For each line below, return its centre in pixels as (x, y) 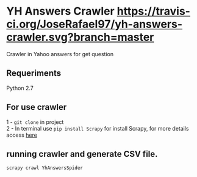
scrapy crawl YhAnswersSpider (45, 168)
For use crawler (37, 107)
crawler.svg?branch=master (80, 37)
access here (22, 135)
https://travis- (154, 11)
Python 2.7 (20, 88)
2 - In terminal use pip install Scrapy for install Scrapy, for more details (98, 128)
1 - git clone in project (35, 122)
